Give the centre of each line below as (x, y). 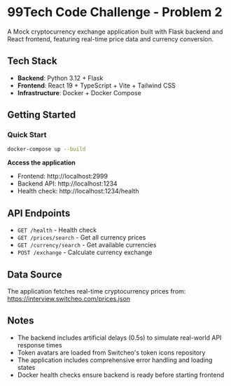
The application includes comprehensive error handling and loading (115, 360)
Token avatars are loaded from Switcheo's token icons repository (111, 352)
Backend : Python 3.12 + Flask (60, 78)
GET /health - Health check (57, 230)
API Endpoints (39, 213)
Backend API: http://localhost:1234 (67, 184)
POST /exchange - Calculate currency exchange (85, 252)
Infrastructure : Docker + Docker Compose (79, 92)
